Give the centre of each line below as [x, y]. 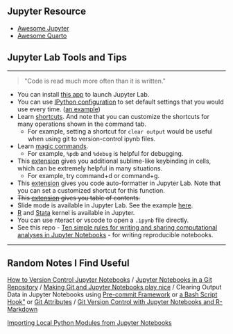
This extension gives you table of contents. [79, 198]
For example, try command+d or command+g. [93, 175]
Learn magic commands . [53, 146]
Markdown [23, 310]
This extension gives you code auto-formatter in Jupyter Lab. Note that [119, 183]
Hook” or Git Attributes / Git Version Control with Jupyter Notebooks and [111, 302]
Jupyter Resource [47, 11]
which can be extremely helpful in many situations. [90, 168]
